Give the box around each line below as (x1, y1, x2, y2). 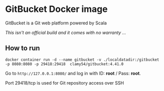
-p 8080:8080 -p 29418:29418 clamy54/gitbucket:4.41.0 (5, 61, 124, 67)
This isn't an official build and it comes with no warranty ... (5, 29, 126, 35)
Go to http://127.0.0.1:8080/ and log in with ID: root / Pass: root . (5, 70, 141, 76)
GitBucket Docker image (5, 3, 108, 15)
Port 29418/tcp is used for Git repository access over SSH (5, 80, 124, 86)
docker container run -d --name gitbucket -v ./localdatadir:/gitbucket (5, 57, 160, 62)
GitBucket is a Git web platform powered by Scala (5, 20, 107, 26)
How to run (5, 44, 40, 53)
